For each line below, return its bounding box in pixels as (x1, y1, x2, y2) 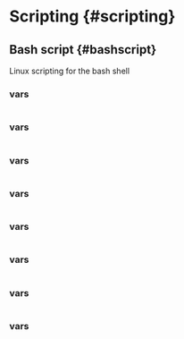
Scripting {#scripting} (9, 6, 176, 27)
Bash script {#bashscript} (9, 42, 157, 57)
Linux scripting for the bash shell (9, 65, 130, 76)
